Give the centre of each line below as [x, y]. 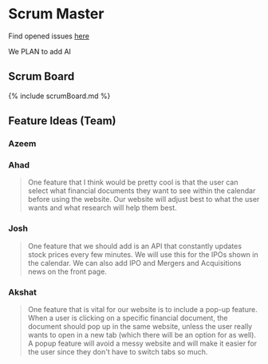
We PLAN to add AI [40, 51]
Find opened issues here [49, 36]
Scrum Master [56, 14]
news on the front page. [67, 271]
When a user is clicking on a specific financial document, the [128, 318]
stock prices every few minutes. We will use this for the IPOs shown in [143, 254]
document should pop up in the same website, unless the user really [140, 326]
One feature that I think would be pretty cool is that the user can [133, 182]
